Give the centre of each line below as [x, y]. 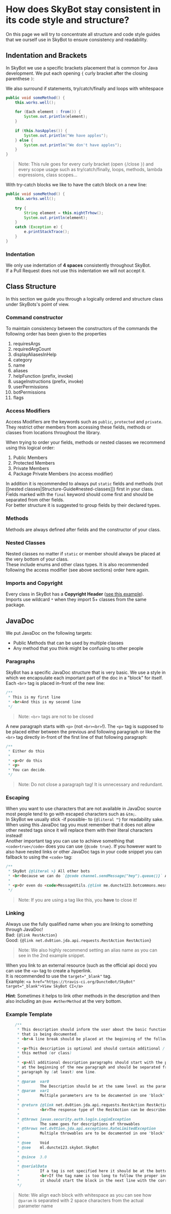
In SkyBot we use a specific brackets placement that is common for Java [82, 68]
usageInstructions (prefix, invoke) [48, 381]
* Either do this [26, 751]
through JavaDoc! [25, 929]
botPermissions [29, 392]
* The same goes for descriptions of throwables [78, 1124]
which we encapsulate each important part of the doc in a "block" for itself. [84, 678]
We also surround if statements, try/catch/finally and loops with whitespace [85, 88]
